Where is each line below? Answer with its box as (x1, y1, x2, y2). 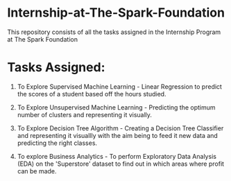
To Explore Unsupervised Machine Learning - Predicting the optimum (17, 103, 216, 112)
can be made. (17, 166, 57, 175)
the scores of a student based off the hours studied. (17, 89, 166, 98)
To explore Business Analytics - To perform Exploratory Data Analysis (17, 152, 217, 160)
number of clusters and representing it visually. (17, 110, 153, 119)
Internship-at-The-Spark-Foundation (7, 5, 225, 21)
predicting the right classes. (17, 139, 98, 147)
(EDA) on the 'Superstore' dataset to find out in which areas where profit (17, 160, 224, 168)
